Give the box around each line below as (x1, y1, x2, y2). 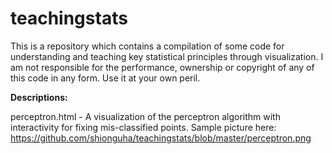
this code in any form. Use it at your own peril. (10, 72, 201, 84)
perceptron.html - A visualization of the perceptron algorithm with (10, 110, 281, 122)
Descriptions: (10, 91, 68, 103)
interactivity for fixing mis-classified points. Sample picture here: (10, 121, 277, 133)
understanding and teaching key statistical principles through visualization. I (10, 50, 324, 62)
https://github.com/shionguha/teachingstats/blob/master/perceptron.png (10, 132, 312, 144)
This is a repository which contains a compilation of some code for (10, 40, 285, 52)
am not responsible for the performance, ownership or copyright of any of (10, 61, 315, 73)
